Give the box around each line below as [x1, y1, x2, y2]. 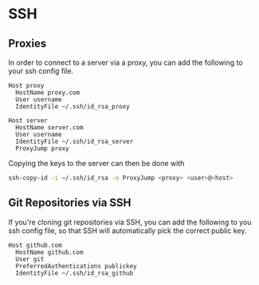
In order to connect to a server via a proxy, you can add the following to [8, 57, 243, 67]
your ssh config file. [8, 66, 74, 76]
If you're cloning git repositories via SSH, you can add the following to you [8, 217, 252, 227]
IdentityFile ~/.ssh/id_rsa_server [15, 137, 134, 145]
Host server [8, 117, 48, 125]
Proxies [8, 37, 47, 50]
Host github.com [8, 241, 62, 249]
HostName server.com [15, 124, 84, 132]
